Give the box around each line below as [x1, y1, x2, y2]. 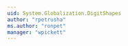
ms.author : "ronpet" [7, 22, 67, 29]
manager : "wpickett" [7, 28, 67, 36]
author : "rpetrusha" [7, 16, 67, 23]
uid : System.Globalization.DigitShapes [7, 9, 122, 17]
